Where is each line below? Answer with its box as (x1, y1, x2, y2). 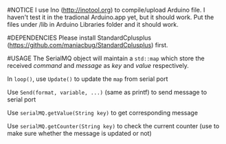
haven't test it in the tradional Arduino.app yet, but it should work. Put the (7, 13, 214, 21)
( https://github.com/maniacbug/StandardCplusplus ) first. (7, 41, 168, 49)
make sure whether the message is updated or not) (7, 130, 152, 137)
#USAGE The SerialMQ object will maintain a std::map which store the (7, 54, 205, 62)
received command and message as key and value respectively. (7, 62, 189, 69)
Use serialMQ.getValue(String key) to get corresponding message (7, 109, 198, 117)
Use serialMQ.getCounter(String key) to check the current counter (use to (7, 122, 220, 130)
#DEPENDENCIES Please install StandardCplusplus (7, 34, 152, 42)
